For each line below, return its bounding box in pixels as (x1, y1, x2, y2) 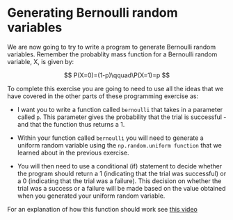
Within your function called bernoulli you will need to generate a (17, 134, 204, 142)
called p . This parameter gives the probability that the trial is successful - (17, 113, 227, 121)
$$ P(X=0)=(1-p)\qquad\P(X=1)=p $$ (63, 71, 170, 79)
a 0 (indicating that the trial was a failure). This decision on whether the (17, 176, 222, 185)
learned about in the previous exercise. (17, 148, 130, 157)
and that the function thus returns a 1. (17, 120, 125, 128)
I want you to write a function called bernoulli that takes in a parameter (17, 105, 223, 113)
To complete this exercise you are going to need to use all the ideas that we (7, 84, 224, 93)
